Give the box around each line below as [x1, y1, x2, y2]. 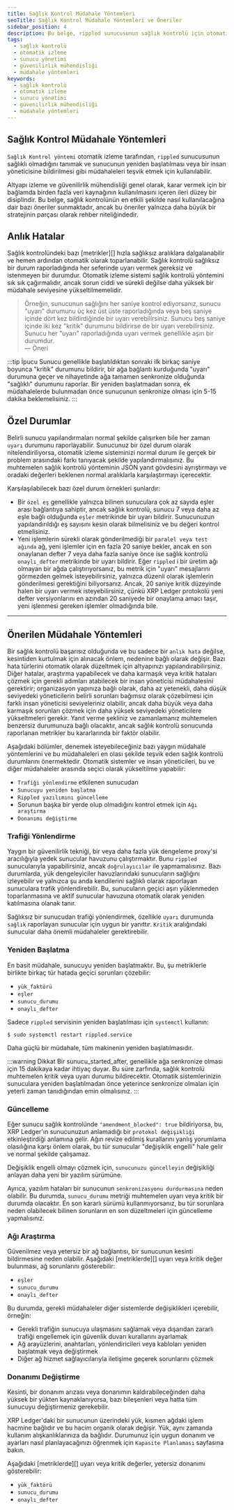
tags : [7, 36, 23, 43]
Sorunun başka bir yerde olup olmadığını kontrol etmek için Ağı [17, 801, 198, 808]
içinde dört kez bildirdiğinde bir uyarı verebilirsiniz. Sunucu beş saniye [24, 314, 226, 323]
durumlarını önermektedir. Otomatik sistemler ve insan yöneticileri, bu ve [7, 757, 215, 765]
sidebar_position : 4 [7, 23, 68, 30]
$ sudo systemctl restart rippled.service [7, 1031, 132, 1038]
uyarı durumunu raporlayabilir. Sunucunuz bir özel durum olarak [7, 441, 192, 449]
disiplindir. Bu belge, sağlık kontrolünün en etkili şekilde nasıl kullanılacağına [7, 195, 225, 203]
